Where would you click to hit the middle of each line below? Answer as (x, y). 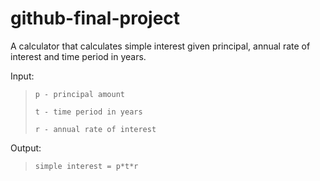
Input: (22, 76)
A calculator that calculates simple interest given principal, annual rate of (160, 46)
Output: (26, 148)
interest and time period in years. (78, 56)
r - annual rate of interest (95, 129)
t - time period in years (88, 112)
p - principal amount (79, 94)
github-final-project (95, 18)
